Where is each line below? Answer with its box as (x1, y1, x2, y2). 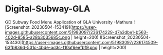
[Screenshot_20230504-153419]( (5, 24, 72, 30)
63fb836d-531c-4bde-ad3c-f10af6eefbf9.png (5, 44, 98, 50)
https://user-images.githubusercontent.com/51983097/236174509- (23, 39, 158, 45)
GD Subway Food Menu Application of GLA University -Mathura (5, 19, 133, 25)
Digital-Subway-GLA (5, 3, 91, 14)
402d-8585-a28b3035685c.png (5, 34, 70, 40)
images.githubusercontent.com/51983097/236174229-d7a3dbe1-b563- (5, 29, 148, 35)
